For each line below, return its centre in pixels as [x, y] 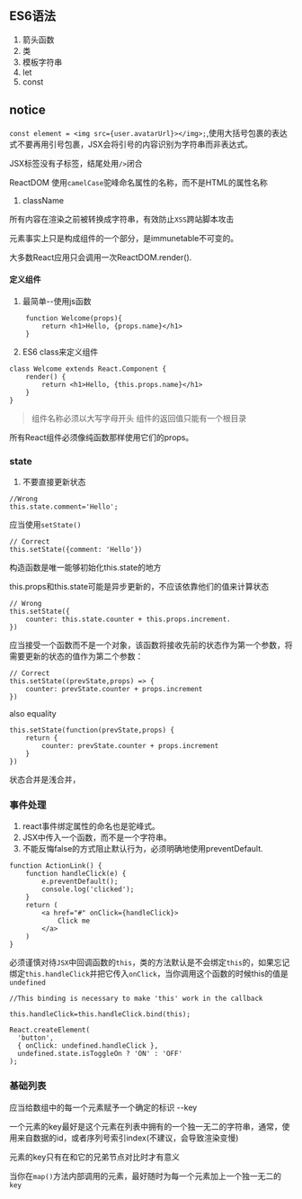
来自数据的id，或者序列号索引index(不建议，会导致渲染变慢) [128, 1138]
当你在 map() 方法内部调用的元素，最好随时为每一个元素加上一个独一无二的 [145, 1176]
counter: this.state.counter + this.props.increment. [128, 619]
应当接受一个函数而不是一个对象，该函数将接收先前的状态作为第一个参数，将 [151, 645]
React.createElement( [50, 1030]
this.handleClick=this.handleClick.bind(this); [100, 1014]
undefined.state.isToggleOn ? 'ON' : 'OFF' [100, 1054]
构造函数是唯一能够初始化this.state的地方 [85, 568]
